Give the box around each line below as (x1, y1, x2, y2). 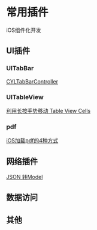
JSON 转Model (6, 174, 43, 181)
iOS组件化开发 (6, 26, 42, 34)
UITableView (6, 92, 44, 101)
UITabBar (6, 64, 34, 73)
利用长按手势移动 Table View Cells (6, 107, 91, 114)
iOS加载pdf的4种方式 (6, 137, 59, 144)
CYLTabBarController (6, 77, 59, 85)
